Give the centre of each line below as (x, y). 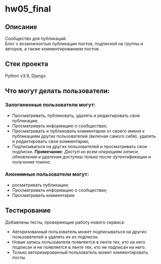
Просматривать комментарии (43, 195)
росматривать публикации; (40, 185)
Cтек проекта (27, 64)
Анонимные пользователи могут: (47, 174)
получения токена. (32, 162)
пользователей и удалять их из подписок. (56, 237)
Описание (21, 27)
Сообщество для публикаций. (36, 38)
